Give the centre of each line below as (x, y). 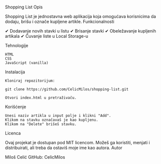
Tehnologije (17, 45)
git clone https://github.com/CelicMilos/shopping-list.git (67, 89)
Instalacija (15, 72)
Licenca (13, 133)
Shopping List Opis (24, 7)
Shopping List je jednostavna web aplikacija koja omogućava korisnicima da (80, 16)
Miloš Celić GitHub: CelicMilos (35, 157)
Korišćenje (16, 107)
